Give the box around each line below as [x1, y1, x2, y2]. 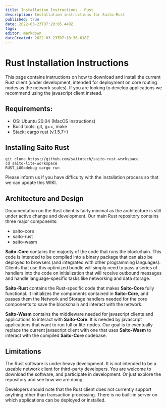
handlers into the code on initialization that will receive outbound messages [5, 270, 162, 276]
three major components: [5, 218, 58, 224]
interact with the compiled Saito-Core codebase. [5, 332, 107, 338]
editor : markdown [5, 31, 42, 36]
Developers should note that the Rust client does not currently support [5, 386, 152, 392]
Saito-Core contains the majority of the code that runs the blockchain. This [5, 249, 161, 255]
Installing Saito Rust [5, 143, 70, 152]
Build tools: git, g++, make [12, 123, 67, 129]
